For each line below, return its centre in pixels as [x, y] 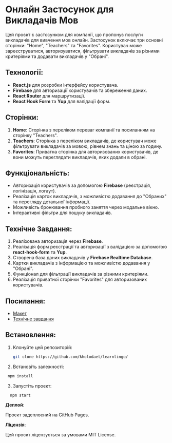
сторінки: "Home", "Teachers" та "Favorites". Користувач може [74, 45]
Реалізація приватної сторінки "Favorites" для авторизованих [80, 280]
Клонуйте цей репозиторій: [43, 347]
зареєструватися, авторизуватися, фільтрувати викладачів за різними [83, 51]
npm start [20, 395]
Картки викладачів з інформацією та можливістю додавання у [81, 263]
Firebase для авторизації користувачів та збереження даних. [80, 90]
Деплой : [15, 405]
